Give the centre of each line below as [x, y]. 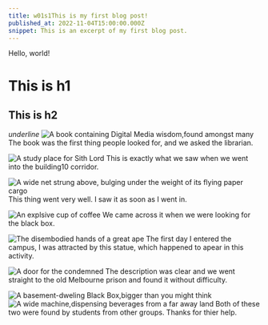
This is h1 [40, 86]
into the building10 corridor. [54, 167]
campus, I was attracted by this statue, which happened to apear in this [126, 247]
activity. [21, 256]
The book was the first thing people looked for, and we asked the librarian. [131, 143]
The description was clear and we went [170, 271]
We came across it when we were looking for [177, 215]
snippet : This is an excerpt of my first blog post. [98, 30]
